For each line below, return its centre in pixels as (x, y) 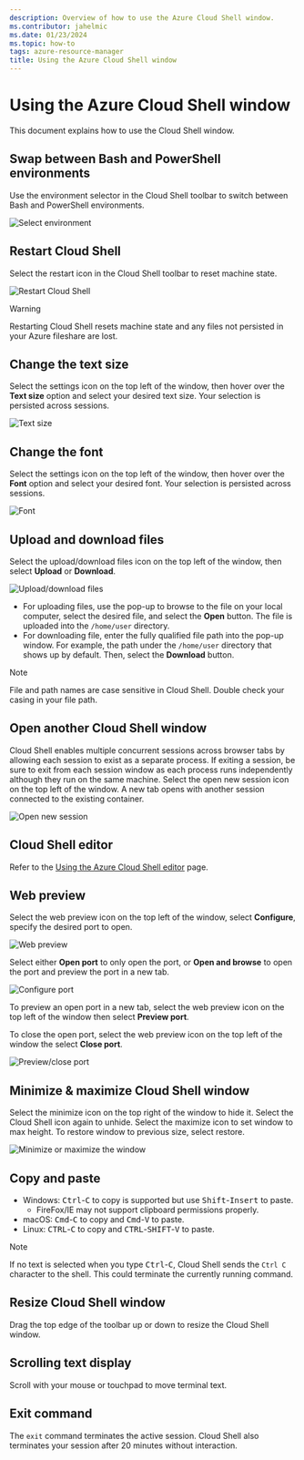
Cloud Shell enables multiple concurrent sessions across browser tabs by (147, 750)
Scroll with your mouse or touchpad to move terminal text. (118, 1384)
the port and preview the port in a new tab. (90, 972)
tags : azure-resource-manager (67, 52)
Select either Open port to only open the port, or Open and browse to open (151, 963)
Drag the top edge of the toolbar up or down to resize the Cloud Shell (139, 1324)
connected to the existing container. (77, 799)
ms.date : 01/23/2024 (49, 35)
